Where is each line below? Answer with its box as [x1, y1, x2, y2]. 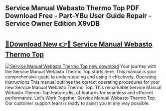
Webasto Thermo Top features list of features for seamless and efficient [5, 90, 154, 96]
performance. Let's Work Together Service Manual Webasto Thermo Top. [5, 95, 157, 101]
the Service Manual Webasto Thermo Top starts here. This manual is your [5, 69, 157, 74]
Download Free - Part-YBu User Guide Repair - [5, 12, 152, 20]
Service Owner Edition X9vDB [5, 19, 100, 28]
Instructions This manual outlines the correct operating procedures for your [5, 79, 161, 85]
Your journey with [120, 63, 157, 69]
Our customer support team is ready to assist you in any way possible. [5, 100, 150, 106]
